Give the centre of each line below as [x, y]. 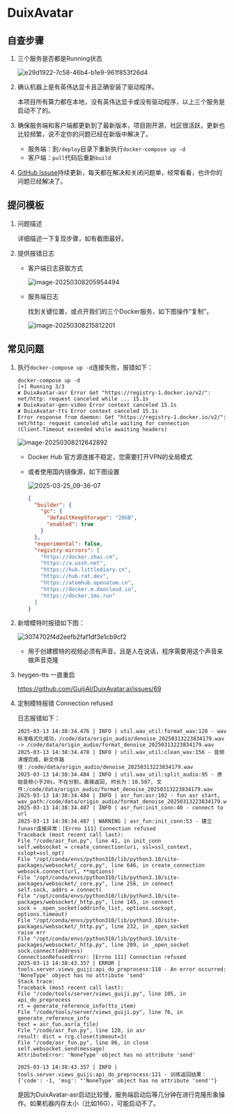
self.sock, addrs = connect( [60, 890]
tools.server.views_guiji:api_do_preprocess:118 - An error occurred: [122, 969]
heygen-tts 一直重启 [46, 675]
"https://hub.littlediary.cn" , [86, 570]
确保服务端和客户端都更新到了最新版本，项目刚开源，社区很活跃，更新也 [121, 125]
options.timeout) [42, 914]
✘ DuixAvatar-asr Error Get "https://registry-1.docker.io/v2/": [114, 393]
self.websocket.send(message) [61, 1049]
